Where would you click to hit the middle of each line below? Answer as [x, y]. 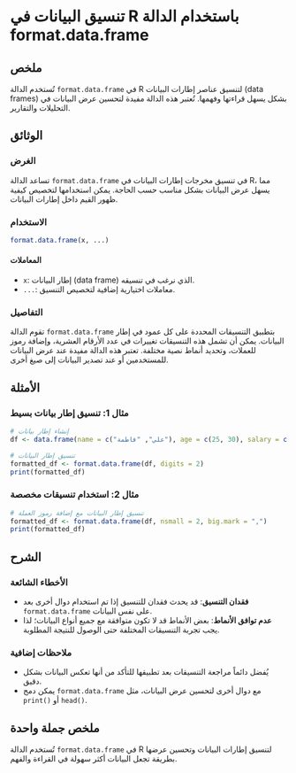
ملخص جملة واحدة [55, 728]
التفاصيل [27, 312]
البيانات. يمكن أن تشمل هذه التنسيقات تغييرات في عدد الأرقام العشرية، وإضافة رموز [147, 341]
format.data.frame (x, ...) [60, 240]
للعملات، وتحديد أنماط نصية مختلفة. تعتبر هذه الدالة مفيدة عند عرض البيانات [133, 351]
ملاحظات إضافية [41, 653]
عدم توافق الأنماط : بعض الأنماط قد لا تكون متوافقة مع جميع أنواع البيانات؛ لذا [147, 621]
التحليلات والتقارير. [40, 108]
